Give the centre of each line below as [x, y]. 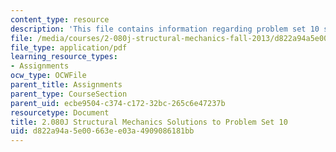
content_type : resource [60, 19]
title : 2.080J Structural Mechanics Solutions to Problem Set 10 [149, 122]
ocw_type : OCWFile [48, 76]
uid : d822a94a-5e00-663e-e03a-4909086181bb [102, 131]
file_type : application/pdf [69, 47]
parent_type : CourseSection [69, 94]
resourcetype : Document [60, 112]
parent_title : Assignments [66, 85]
